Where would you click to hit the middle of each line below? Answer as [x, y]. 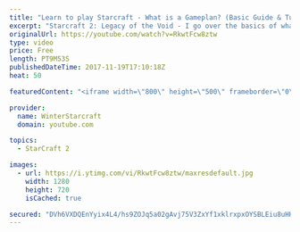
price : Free [31, 51]
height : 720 [47, 190]
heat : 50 [25, 76]
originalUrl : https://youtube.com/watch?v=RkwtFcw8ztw [113, 34]
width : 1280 [47, 181]
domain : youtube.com [55, 124]
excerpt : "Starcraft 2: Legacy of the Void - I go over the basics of [143, 26]
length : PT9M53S [39, 59]
